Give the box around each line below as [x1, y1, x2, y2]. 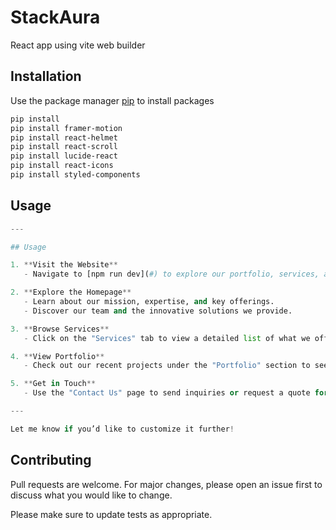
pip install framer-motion [10, 123, 123, 133]
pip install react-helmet [10, 132, 118, 143]
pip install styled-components [10, 170, 141, 180]
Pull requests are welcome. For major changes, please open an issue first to [10, 478, 323, 490]
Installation [10, 68, 82, 85]
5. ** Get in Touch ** [10, 379, 97, 389]
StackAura [10, 6, 101, 29]
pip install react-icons [10, 161, 114, 171]
